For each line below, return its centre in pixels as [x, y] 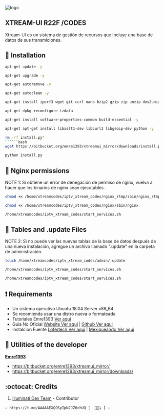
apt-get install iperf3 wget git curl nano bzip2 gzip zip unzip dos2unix [83, 102]
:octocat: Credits [31, 387]
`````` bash [16, 142]
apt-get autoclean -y [27, 93]
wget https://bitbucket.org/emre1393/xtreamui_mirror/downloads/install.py [84, 146]
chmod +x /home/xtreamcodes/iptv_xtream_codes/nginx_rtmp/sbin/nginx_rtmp [83, 196]
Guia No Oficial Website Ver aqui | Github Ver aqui [62, 324]
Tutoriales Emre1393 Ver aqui [41, 319]
